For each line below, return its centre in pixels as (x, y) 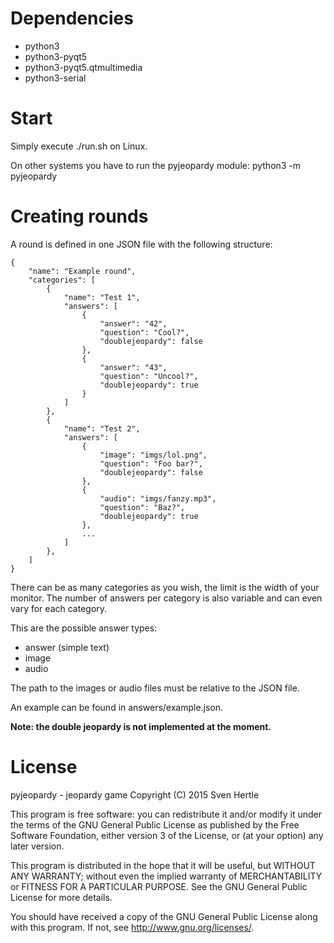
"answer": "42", (133, 323)
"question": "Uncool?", (149, 376)
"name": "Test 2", (102, 428)
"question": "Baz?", (142, 507)
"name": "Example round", (82, 271)
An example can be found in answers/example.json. (117, 707)
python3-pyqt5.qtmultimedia (83, 67)
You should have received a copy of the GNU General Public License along (164, 916)
